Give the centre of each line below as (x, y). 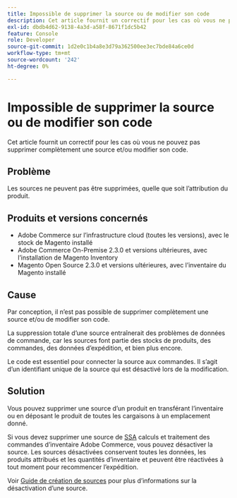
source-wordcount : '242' (44, 60)
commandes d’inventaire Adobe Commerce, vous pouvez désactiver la (110, 444)
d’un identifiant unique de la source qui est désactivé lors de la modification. (118, 369)
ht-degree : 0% (28, 66)
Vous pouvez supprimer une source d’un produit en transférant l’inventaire (115, 408)
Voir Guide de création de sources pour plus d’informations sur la (102, 480)
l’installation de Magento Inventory (68, 257)
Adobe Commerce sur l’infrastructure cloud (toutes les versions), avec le (123, 235)
